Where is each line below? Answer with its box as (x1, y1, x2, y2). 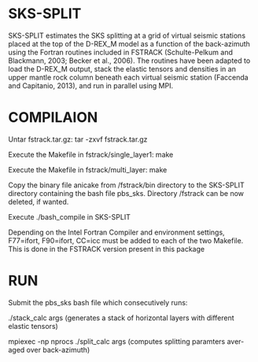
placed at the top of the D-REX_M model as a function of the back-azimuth (8, 39, 250, 48)
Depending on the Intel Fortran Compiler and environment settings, (8, 227, 226, 237)
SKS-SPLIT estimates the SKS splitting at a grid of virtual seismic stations (8, 31, 246, 40)
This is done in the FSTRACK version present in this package (8, 244, 205, 253)
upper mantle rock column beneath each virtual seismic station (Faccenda (8, 72, 249, 82)
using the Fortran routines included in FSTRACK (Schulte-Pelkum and (8, 47, 234, 57)
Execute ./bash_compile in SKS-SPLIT (8, 212, 131, 221)
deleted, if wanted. (8, 197, 69, 206)
